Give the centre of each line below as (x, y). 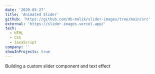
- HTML (16, 33)
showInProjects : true (28, 51)
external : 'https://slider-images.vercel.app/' (56, 24)
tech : (11, 28)
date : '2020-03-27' (25, 10)
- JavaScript (23, 42)
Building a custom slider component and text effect (58, 66)
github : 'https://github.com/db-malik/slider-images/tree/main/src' (78, 19)
